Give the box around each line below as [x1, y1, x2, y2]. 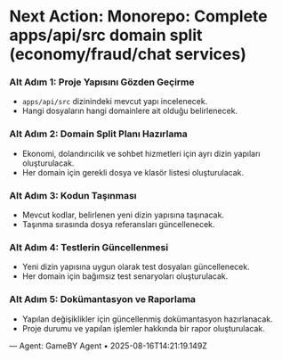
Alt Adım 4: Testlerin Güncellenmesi [9, 241, 169, 253]
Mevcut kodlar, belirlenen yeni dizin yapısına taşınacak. [21, 209, 225, 220]
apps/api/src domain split [9, 25, 203, 45]
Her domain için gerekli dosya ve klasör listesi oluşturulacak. [21, 167, 245, 177]
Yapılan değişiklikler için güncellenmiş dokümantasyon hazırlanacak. [21, 314, 273, 324]
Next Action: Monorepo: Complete [9, 6, 269, 27]
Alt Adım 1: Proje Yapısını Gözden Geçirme [9, 76, 195, 88]
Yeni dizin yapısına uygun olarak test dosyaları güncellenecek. [21, 261, 251, 273]
